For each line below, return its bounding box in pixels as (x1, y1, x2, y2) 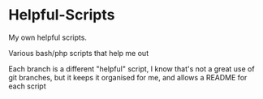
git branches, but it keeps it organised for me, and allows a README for (8, 72, 248, 82)
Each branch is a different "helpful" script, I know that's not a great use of (8, 63, 255, 74)
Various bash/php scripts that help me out (8, 48, 149, 58)
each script (8, 81, 46, 91)
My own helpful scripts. (8, 32, 88, 42)
